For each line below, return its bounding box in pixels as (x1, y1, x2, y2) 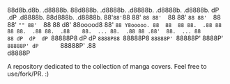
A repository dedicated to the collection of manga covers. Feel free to (7, 62, 207, 70)
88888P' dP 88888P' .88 (7, 42, 96, 49)
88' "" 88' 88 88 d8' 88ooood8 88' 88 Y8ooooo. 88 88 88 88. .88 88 (7, 21, 222, 28)
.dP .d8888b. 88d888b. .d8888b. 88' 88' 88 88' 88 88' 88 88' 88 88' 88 (7, 13, 221, 22)
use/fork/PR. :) (7, 69, 49, 78)
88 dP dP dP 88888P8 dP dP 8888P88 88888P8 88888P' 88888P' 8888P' (7, 34, 224, 42)
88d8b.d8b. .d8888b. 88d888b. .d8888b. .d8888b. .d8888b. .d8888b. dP (7, 6, 220, 14)
